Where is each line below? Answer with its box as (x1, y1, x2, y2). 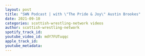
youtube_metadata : (5, 43, 42, 48)
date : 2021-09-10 (5, 16, 41, 21)
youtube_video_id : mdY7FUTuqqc (5, 35, 69, 39)
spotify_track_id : (5, 30, 42, 35)
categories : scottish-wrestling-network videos (5, 20, 104, 26)
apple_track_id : (5, 39, 38, 44)
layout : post (5, 7, 32, 12)
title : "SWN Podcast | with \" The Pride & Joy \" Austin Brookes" (5, 12, 141, 17)
